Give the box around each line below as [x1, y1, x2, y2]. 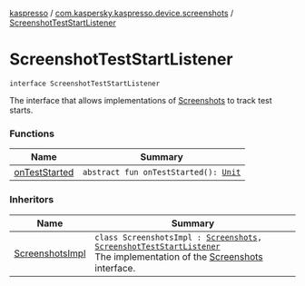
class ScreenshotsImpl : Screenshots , [94, 232, 262, 242]
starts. [9, 104, 34, 115]
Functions [9, 127, 54, 140]
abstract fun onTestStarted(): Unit [83, 167, 241, 178]
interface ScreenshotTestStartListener [9, 79, 161, 88]
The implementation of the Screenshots [94, 250, 263, 262]
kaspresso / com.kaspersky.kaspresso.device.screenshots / [9, 8, 234, 18]
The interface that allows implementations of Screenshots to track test [9, 94, 272, 105]
